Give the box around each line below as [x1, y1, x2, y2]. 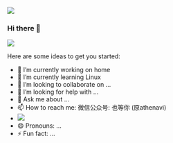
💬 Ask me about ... [17, 95, 70, 103]
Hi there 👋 [7, 23, 42, 33]
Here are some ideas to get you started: [7, 52, 121, 60]
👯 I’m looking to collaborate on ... [17, 81, 111, 89]
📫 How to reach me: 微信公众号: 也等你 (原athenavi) [17, 103, 167, 112]
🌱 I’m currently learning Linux [17, 73, 102, 81]
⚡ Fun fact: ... [17, 129, 55, 138]
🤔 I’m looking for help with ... [17, 87, 99, 96]
